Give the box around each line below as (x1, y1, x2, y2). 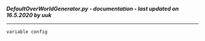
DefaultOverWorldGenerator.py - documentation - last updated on (6, 5, 179, 12)
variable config (6, 29, 48, 35)
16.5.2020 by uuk (6, 11, 52, 19)
